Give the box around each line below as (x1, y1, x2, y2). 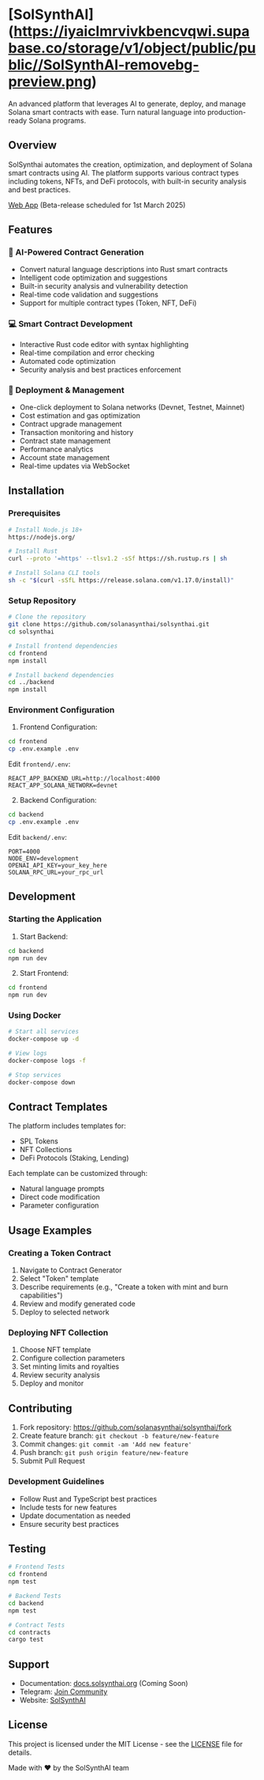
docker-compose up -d (8, 1035, 80, 1043)
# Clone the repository (8, 613, 87, 622)
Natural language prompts (19, 1184, 105, 1193)
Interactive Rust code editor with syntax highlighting (19, 339, 189, 349)
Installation (8, 484, 65, 497)
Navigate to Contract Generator (19, 1265, 122, 1275)
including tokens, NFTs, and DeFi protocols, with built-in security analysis (8, 176, 247, 186)
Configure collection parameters (19, 1354, 125, 1363)
